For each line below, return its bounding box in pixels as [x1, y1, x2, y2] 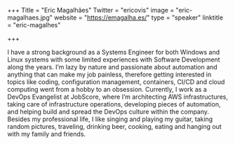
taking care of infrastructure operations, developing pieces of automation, [7, 100, 221, 108]
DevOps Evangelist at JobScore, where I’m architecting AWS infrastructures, [7, 92, 228, 101]
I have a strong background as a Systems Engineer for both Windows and [7, 48, 220, 56]
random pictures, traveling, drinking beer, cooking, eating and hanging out [7, 123, 222, 130]
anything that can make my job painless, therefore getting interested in [7, 70, 212, 78]
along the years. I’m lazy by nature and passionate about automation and [7, 63, 217, 71]
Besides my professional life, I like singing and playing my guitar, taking [7, 115, 213, 123]
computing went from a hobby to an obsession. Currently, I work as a [7, 85, 207, 93]
